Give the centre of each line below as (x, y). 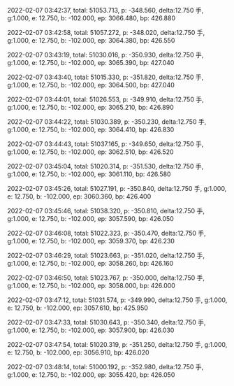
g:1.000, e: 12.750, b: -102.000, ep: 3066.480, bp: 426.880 (92, 18)
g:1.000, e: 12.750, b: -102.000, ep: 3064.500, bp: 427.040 (91, 85)
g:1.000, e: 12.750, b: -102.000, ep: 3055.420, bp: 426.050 (91, 375)
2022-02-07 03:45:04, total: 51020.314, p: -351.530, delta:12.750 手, (105, 166)
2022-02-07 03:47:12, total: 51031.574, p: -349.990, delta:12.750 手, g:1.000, (117, 300)
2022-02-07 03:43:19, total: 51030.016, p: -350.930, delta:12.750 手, (105, 55)
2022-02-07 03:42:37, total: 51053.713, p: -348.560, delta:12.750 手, (105, 10)
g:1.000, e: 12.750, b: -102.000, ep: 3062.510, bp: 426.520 (90, 152)
